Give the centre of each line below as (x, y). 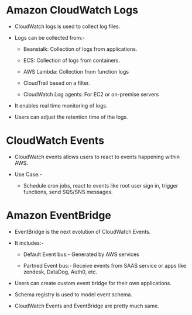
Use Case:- (28, 174)
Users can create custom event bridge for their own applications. (93, 283)
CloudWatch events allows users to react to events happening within (97, 157)
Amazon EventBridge (59, 215)
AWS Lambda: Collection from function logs (76, 71)
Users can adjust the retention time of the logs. (71, 117)
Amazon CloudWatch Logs (72, 10)
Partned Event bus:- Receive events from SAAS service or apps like (104, 265)
